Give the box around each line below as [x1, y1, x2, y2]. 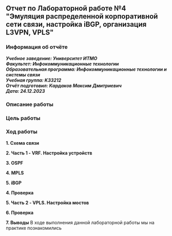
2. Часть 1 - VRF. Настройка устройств [6, 150, 92, 156]
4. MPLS [6, 169, 24, 176]
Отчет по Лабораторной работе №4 [6, 4, 126, 13]
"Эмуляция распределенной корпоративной [6, 12, 158, 21]
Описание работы [6, 101, 53, 108]
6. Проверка [6, 209, 34, 215]
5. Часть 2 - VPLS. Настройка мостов [6, 200, 89, 206]
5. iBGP [6, 180, 22, 186]
